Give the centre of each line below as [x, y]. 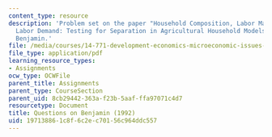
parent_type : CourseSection [56, 91]
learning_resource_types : [52, 61]
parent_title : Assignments [54, 83]
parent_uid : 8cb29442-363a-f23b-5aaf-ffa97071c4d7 [96, 98]
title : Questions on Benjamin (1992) [72, 114]
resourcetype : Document [49, 106]
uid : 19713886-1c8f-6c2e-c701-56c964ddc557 [83, 121]
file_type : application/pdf [56, 53]
